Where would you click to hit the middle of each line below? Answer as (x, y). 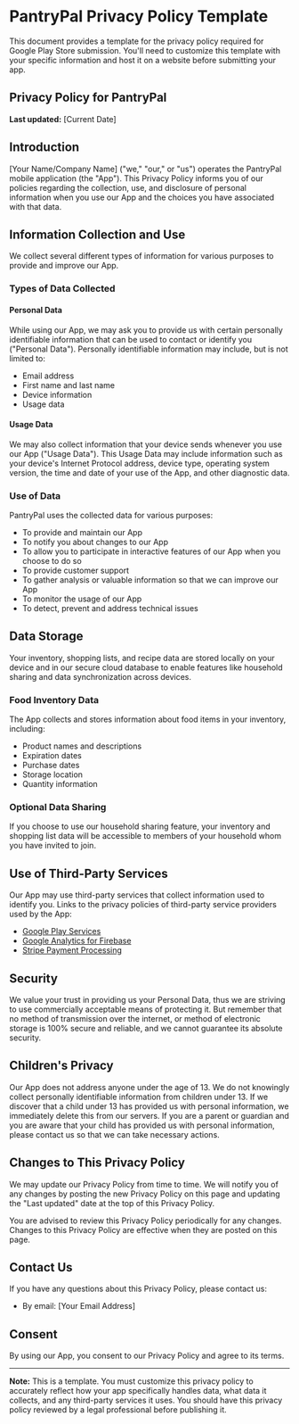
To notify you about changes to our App (95, 542)
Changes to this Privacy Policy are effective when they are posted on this (143, 1229)
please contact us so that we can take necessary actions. (114, 1134)
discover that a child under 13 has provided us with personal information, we (149, 1106)
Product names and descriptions (82, 746)
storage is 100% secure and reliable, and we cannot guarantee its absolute (146, 1029)
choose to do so (52, 561)
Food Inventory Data (54, 700)
